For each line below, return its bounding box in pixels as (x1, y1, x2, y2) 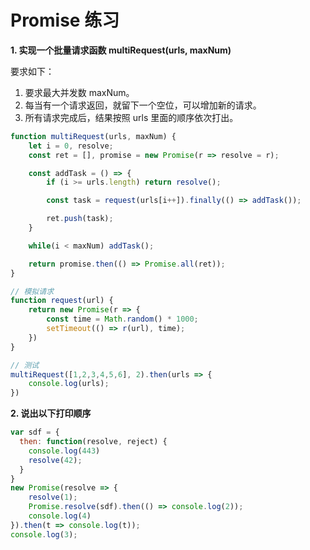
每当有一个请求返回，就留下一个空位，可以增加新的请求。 (24, 99, 262, 111)
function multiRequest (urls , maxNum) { (10, 131, 177, 141)
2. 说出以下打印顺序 (10, 407, 92, 420)
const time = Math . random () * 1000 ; (46, 314, 199, 325)
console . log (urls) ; (28, 379, 110, 389)
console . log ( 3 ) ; (10, 529, 78, 540)
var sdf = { (10, 427, 60, 438)
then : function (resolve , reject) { (19, 437, 168, 447)
